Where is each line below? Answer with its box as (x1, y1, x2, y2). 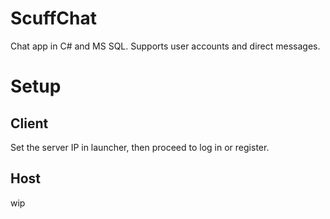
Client (10, 115, 49, 132)
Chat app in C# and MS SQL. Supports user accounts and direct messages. (10, 40, 321, 52)
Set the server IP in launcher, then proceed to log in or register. (10, 141, 270, 153)
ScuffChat (10, 7, 98, 30)
